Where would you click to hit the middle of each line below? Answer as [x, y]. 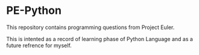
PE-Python [34, 11]
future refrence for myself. [39, 45]
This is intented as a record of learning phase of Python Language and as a [99, 39]
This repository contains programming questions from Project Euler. [90, 27]
